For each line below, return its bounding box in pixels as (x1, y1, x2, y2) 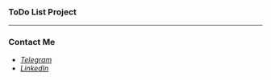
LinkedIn (19, 63, 49, 73)
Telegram (19, 54, 52, 64)
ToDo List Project (8, 6, 77, 18)
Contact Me (8, 37, 56, 48)
